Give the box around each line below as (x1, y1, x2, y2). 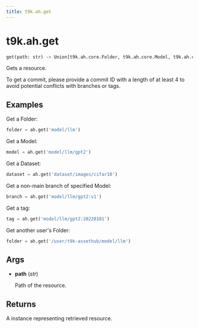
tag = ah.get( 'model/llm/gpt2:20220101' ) (6, 216, 110, 222)
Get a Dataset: (6, 160, 41, 167)
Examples (6, 99, 43, 110)
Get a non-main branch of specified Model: (6, 182, 111, 189)
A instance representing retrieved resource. (6, 315, 113, 322)
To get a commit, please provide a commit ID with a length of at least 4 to (6, 76, 185, 83)
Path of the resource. (14, 282, 67, 289)
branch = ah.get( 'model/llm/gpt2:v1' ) (6, 194, 102, 200)
